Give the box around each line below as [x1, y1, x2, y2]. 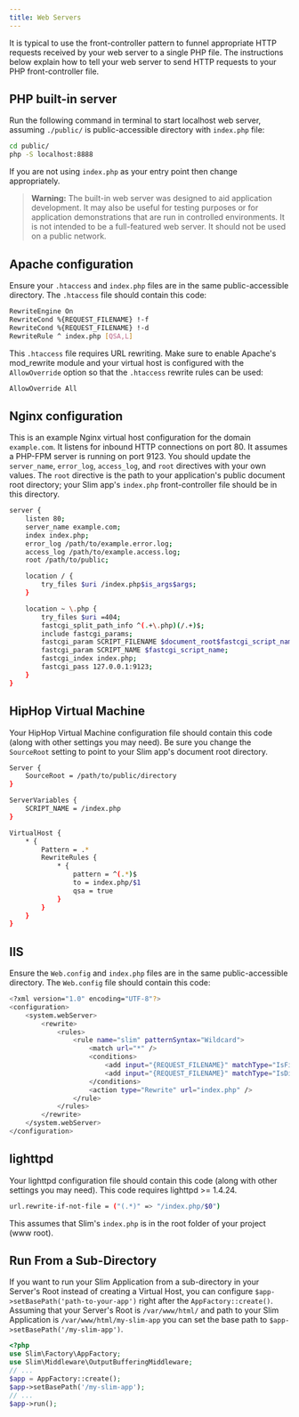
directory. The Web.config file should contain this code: [9, 977, 211, 988]
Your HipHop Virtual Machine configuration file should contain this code [9, 727, 273, 738]
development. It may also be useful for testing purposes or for [30, 202, 259, 214]
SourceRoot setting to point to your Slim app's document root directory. [9, 746, 269, 757]
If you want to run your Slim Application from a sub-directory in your [9, 1276, 260, 1287]
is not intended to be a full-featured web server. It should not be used [30, 222, 287, 232]
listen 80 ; [25, 514, 66, 523]
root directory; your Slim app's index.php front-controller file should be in [9, 480, 278, 490]
